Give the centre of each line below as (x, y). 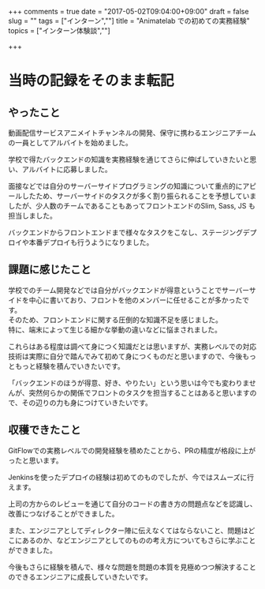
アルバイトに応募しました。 (67, 169)
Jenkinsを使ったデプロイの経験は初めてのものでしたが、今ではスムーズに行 (131, 477)
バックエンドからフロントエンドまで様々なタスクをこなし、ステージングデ (129, 233)
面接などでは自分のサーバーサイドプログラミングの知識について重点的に (125, 186)
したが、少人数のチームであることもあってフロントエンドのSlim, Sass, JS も (132, 206)
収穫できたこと (45, 430)
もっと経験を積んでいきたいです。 (69, 366)
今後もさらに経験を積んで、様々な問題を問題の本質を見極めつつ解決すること (132, 567)
